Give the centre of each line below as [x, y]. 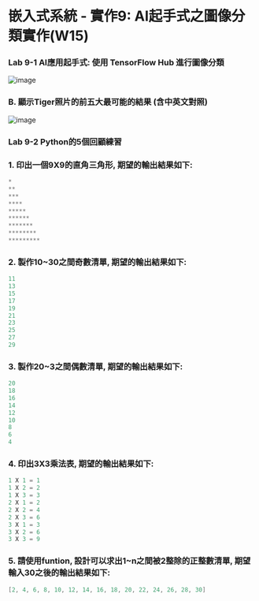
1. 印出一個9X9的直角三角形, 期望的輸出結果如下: [100, 165]
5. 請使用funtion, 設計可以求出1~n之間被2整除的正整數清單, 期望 [129, 561]
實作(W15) [55, 36]
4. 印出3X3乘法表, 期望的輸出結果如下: [81, 464]
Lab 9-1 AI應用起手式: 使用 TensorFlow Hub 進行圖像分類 [116, 62]
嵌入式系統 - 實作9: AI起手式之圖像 [120, 16]
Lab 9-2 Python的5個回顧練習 [65, 141]
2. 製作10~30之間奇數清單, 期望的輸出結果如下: [98, 262]
